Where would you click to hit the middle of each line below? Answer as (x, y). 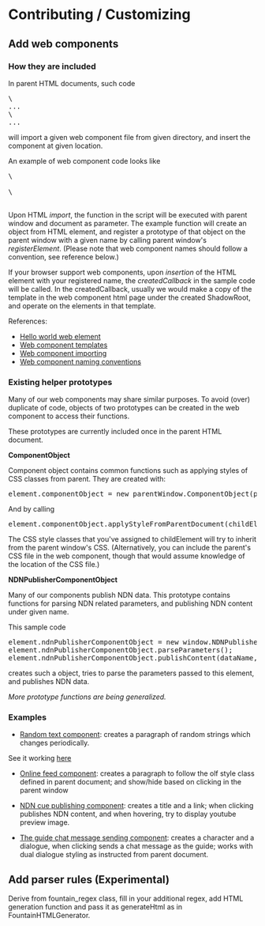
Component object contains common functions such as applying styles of (128, 471)
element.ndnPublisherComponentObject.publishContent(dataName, (133, 658)
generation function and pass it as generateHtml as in (95, 907)
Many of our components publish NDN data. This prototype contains (119, 595)
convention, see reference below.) (64, 257)
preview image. (45, 822)
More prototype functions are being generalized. (88, 697)
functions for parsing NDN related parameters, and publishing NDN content (131, 603)
